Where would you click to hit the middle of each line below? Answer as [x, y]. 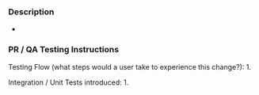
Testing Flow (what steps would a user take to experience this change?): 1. [130, 66]
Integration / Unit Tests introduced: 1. [69, 82]
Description [31, 12]
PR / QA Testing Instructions [64, 50]
